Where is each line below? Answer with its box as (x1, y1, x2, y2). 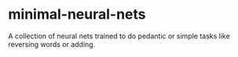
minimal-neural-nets (8, 5, 146, 23)
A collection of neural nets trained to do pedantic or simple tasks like (8, 31, 230, 41)
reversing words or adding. (8, 39, 96, 48)
